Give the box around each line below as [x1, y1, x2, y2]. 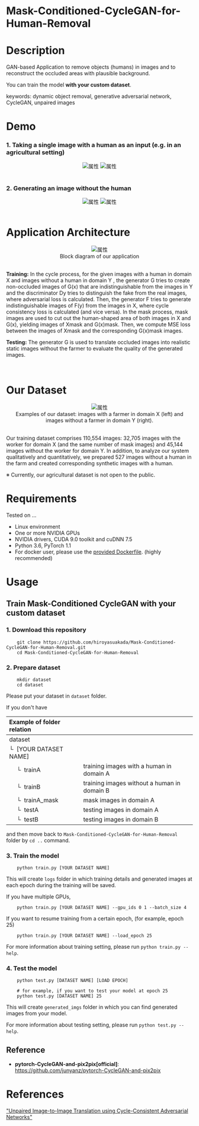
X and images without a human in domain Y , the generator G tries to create [6, 277, 191, 284]
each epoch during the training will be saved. [6, 882, 117, 889]
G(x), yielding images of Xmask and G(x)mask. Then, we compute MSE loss [6, 321, 191, 328]
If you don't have [6, 703, 47, 711]
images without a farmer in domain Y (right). [45, 417, 154, 424]
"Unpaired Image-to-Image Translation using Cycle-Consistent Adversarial [6, 1107, 188, 1115]
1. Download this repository [6, 626, 87, 634]
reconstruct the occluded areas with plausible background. [6, 70, 150, 77]
